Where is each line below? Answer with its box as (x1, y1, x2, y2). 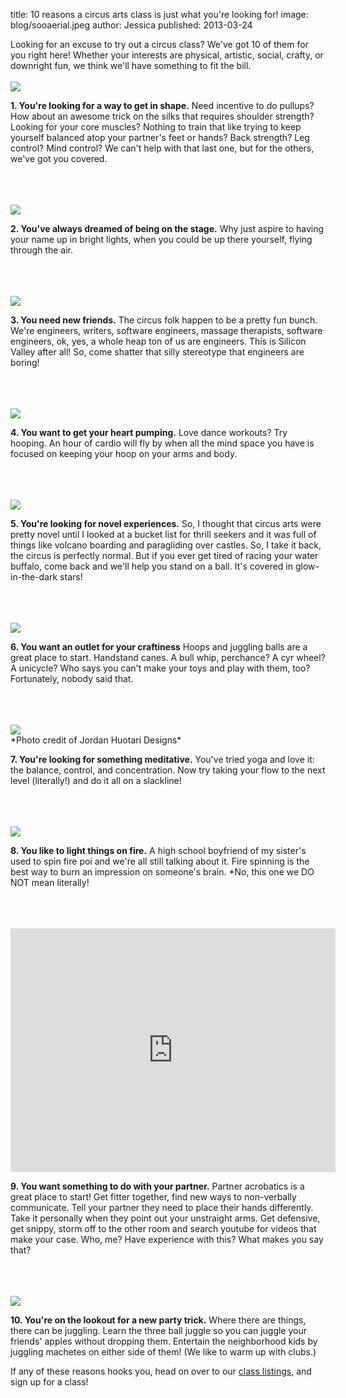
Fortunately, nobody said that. (10, 673, 134, 684)
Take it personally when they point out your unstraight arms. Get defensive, (10, 1212, 321, 1224)
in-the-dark (10, 571, 58, 583)
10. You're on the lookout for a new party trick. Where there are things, (10, 1314, 307, 1326)
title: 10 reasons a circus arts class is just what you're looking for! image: (10, 9, 309, 20)
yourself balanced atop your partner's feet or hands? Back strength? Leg (10, 132, 310, 143)
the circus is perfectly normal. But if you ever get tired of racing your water (10, 550, 319, 561)
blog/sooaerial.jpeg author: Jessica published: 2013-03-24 (10, 19, 253, 31)
